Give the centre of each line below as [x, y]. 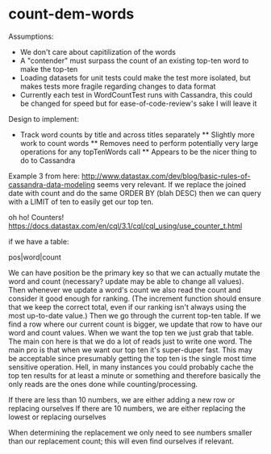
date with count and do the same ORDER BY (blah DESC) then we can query [135, 193]
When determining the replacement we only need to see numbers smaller [130, 432]
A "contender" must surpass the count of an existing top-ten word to [134, 60]
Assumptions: [31, 36]
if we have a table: [39, 241]
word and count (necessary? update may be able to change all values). [126, 281]
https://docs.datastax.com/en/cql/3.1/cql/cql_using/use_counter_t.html [125, 226]
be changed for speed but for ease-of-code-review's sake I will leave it [138, 103]
